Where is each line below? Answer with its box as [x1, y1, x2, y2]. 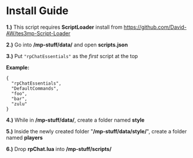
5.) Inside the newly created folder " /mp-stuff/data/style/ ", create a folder [6, 127, 187, 135]
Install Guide [6, 4, 69, 18]
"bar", [11, 96, 28, 102]
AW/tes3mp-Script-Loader [6, 29, 71, 36]
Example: [6, 63, 30, 71]
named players [6, 134, 43, 141]
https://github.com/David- [123, 23, 187, 31]
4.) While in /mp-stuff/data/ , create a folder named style [6, 116, 145, 123]
